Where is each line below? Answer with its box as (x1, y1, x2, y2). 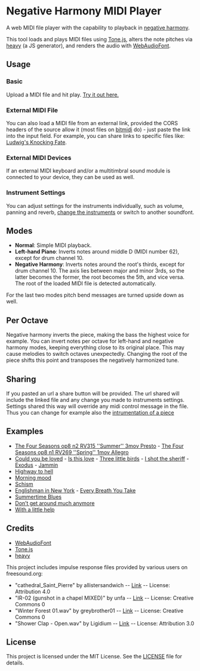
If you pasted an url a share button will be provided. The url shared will (6, 389, 180, 397)
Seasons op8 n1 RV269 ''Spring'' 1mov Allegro (14, 448, 129, 456)
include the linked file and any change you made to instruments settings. (6, 396, 185, 403)
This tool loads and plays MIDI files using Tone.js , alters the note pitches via (6, 35, 193, 43)
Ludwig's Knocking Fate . (6, 138, 67, 146)
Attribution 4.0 (14, 588, 51, 595)
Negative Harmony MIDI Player (6, 4, 162, 18)
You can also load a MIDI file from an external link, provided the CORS (6, 119, 178, 126)
